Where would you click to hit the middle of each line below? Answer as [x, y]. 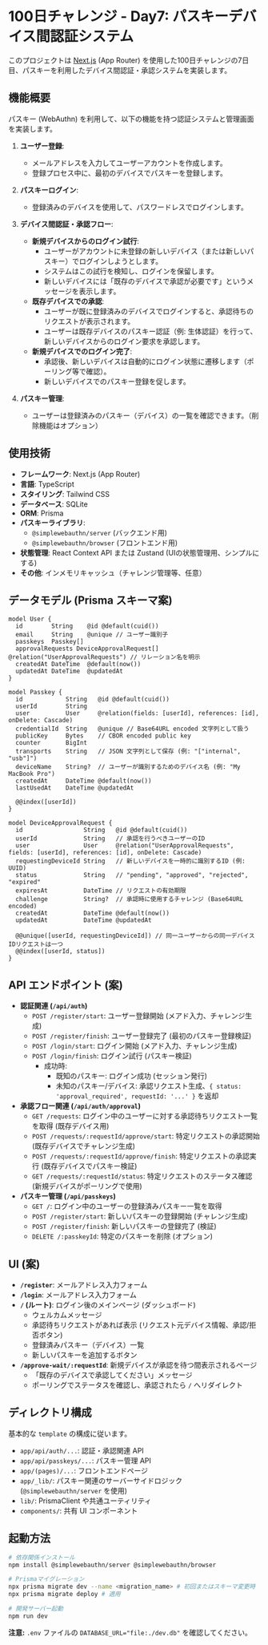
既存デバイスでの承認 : [68, 301]
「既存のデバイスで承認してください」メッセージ [112, 1375]
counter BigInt [52, 743]
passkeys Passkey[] [50, 642]
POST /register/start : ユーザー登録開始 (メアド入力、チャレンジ [138, 1016]
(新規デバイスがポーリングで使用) [87, 1186]
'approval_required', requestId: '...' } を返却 [137, 1096]
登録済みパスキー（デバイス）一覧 [88, 1345]
